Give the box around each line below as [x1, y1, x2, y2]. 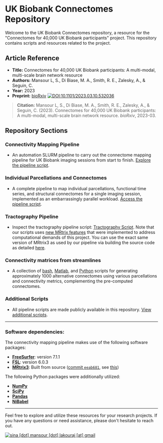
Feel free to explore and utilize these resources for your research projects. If [5, 412, 158, 418]
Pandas [12, 393, 28, 399]
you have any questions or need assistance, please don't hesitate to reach [5, 417, 154, 423]
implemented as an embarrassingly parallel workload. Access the [12, 196, 143, 202]
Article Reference [5, 54, 60, 63]
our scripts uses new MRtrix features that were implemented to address [12, 230, 155, 235]
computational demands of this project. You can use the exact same [12, 234, 148, 241]
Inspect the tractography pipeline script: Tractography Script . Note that [12, 224, 154, 230]
